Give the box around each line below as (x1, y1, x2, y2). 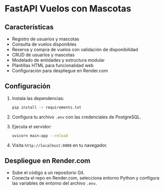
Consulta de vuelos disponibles (11, 41, 77, 47)
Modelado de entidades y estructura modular (11, 57, 105, 63)
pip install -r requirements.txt (11, 105, 82, 110)
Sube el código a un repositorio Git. (11, 170, 85, 176)
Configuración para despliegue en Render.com (11, 68, 108, 74)
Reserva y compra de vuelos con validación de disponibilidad (11, 47, 138, 52)
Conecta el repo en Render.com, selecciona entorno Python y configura (11, 175, 160, 181)
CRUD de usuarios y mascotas (11, 52, 75, 58)
